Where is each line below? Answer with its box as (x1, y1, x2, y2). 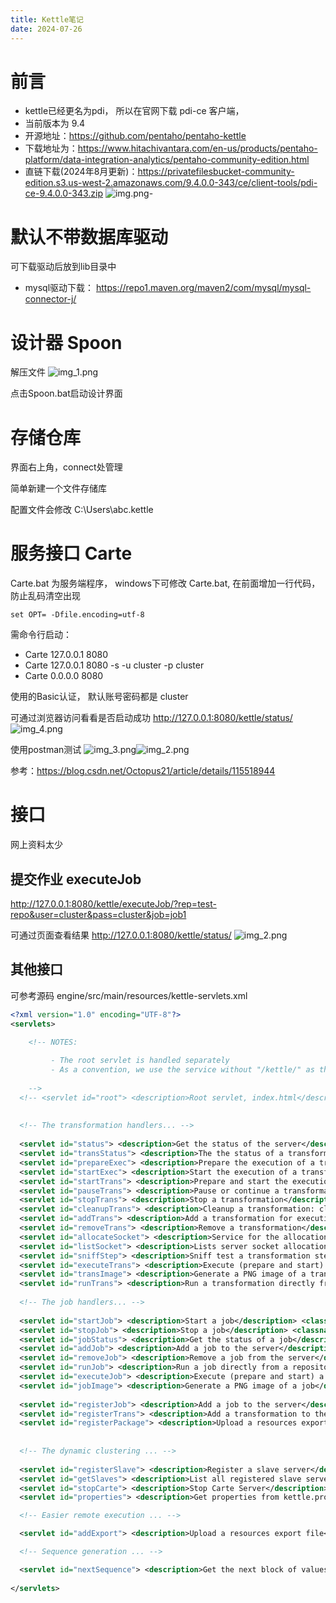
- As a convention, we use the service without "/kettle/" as (50, 1065, 315, 1075)
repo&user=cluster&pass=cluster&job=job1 (10, 908, 187, 920)
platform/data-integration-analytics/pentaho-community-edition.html (24, 154, 310, 166)
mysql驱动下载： (24, 282, 95, 294)
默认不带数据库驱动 (10, 226, 169, 248)
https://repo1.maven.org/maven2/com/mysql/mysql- (96, 282, 312, 294)
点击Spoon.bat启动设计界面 (10, 387, 123, 400)
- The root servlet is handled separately (50, 1056, 230, 1066)
